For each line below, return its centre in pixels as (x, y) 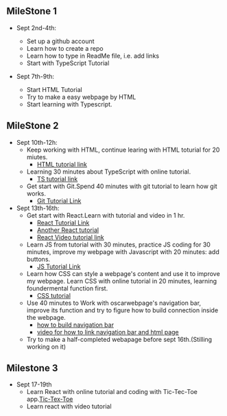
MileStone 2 (33, 126)
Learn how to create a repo (65, 48)
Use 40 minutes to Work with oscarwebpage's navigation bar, (114, 303)
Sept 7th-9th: (35, 76)
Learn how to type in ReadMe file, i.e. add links (93, 56)
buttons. (38, 259)
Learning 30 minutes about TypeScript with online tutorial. (109, 172)
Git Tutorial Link (59, 200)
